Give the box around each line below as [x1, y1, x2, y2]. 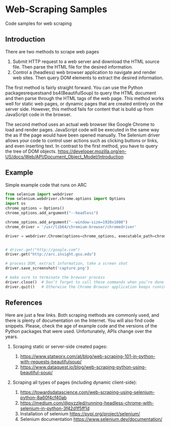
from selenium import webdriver [5, 191, 73, 196]
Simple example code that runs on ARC [5, 182, 87, 188]
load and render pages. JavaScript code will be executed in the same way [5, 126, 159, 133]
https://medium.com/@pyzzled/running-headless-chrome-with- [20, 400, 154, 406]
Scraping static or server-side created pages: [12, 343, 108, 349]
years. [5, 334, 19, 340]
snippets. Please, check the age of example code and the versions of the [5, 322, 157, 329]
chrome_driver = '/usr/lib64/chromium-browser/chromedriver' [5, 224, 137, 229]
